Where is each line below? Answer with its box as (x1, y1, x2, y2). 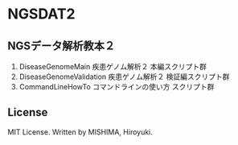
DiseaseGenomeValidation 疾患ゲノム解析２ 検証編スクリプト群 (18, 72, 230, 81)
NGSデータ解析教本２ (7, 39, 116, 52)
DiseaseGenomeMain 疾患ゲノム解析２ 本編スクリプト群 (18, 62, 207, 71)
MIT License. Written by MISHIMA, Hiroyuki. (7, 126, 154, 137)
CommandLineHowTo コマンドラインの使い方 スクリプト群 (18, 82, 215, 91)
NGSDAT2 (7, 5, 76, 23)
